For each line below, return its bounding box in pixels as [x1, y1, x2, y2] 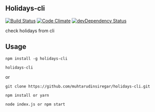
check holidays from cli [5, 28, 55, 34]
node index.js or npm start [5, 102, 66, 107]
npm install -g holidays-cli [5, 56, 68, 61]
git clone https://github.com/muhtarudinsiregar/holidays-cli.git [5, 84, 150, 89]
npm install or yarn [5, 93, 50, 98]
